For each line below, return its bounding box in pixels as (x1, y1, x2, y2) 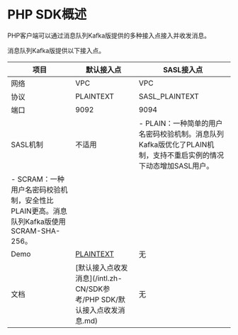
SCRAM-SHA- (11, 226, 61, 236)
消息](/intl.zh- (75, 273, 123, 283)
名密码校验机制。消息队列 (138, 129, 225, 139)
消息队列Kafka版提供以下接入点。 (7, 46, 105, 55)
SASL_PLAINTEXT (138, 91, 200, 101)
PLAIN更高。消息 (11, 206, 67, 216)
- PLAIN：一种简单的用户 (138, 118, 223, 128)
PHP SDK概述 (7, 6, 87, 23)
